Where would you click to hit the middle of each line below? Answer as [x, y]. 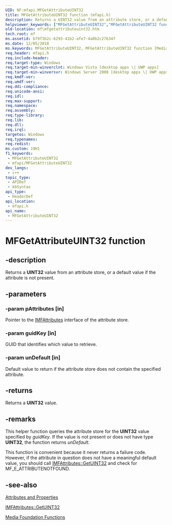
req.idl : [15, 96]
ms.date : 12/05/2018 [27, 44]
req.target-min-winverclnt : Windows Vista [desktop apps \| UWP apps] [82, 67]
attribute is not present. [30, 278]
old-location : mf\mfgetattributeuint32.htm [52, 29]
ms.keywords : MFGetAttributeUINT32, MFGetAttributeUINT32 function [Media [87, 48]
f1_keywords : [19, 154]
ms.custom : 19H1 [23, 149]
